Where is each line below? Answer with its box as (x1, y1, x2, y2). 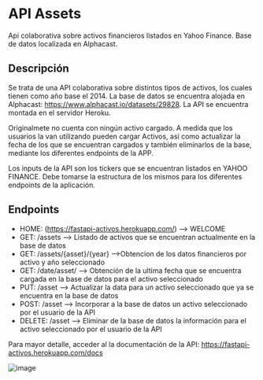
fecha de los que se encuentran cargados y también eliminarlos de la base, (8, 139, 252, 149)
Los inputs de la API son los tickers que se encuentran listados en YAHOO (8, 163, 248, 173)
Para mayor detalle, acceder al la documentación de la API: (8, 339, 200, 349)
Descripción (8, 62, 69, 76)
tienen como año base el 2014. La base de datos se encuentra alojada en (8, 91, 246, 101)
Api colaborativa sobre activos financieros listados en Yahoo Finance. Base (8, 31, 252, 40)
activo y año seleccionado (19, 257, 105, 267)
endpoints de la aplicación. (8, 180, 96, 190)
